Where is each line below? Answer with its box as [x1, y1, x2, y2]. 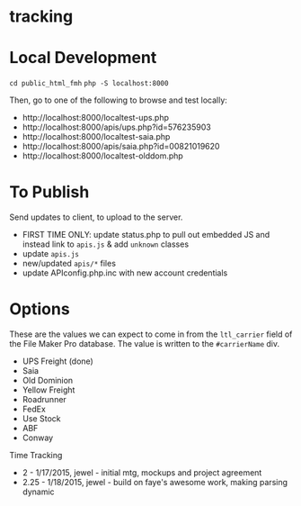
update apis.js [22, 248, 79, 259]
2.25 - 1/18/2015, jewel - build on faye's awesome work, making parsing [22, 477, 288, 487]
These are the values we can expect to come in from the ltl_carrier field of [9, 329, 293, 339]
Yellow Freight [22, 384, 75, 395]
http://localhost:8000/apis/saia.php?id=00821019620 [22, 141, 220, 152]
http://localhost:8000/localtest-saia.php [22, 131, 171, 142]
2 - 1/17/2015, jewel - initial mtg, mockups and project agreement [22, 467, 262, 478]
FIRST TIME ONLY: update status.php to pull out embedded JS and [22, 230, 270, 240]
